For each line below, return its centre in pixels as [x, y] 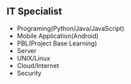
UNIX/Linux [33, 58]
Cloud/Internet [38, 65]
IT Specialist [35, 12]
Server [26, 50]
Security [29, 73]
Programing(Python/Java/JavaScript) [70, 28]
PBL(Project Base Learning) [57, 43]
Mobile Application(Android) [58, 36]
